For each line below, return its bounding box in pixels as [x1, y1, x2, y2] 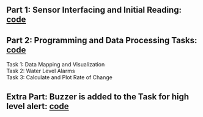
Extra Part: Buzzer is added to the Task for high [6, 91, 190, 102]
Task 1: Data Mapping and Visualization [6, 61, 105, 68]
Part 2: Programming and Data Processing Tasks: [6, 35, 197, 45]
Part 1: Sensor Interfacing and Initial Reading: [6, 5, 182, 15]
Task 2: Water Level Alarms [6, 67, 75, 75]
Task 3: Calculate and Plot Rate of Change [6, 74, 113, 81]
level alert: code [6, 101, 69, 112]
